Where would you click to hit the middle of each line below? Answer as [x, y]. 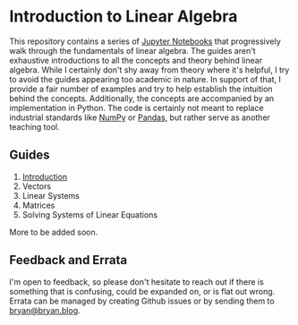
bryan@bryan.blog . [45, 310]
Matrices [38, 205]
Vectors [37, 186]
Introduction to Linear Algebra [123, 17]
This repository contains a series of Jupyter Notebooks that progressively [145, 41]
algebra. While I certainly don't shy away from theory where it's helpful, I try [149, 70]
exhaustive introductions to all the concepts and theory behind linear [136, 60]
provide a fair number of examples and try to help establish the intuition [141, 89]
